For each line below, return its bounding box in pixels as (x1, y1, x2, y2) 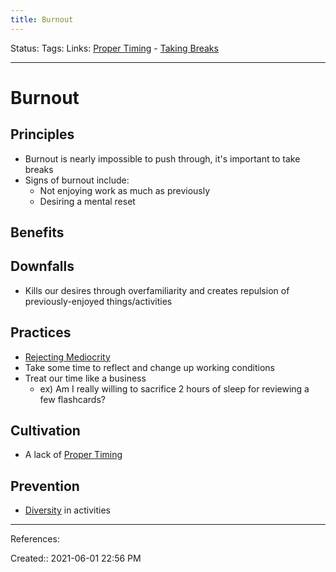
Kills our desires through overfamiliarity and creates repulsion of (24, 284, 290, 296)
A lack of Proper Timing (24, 449, 123, 461)
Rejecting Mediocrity (24, 351, 111, 363)
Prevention (10, 477, 80, 495)
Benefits (10, 224, 65, 241)
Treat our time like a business (24, 372, 147, 384)
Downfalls (10, 258, 75, 275)
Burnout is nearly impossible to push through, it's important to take (24, 152, 301, 165)
